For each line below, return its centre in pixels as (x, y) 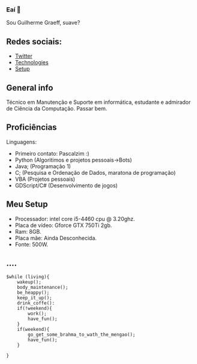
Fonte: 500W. (32, 244)
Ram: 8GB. (28, 231)
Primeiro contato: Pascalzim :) (52, 153)
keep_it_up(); (35, 298)
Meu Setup (27, 205)
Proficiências (32, 128)
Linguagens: (22, 142)
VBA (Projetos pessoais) (45, 179)
